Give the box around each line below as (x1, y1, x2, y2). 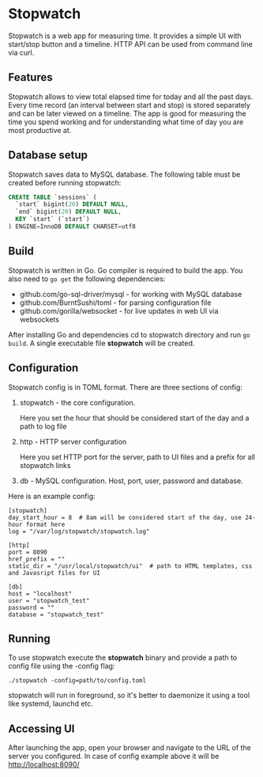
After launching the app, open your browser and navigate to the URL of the (8, 743, 251, 752)
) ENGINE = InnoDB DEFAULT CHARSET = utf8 (8, 223, 136, 230)
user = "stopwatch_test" (8, 596, 90, 604)
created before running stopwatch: (8, 177, 122, 187)
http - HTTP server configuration (19, 436, 127, 446)
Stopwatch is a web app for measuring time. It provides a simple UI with (8, 31, 242, 40)
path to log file (19, 421, 67, 431)
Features (8, 70, 53, 84)
